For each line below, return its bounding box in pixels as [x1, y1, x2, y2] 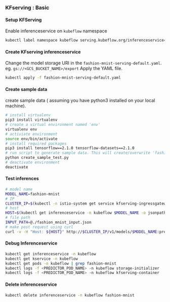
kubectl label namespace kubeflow [5, 38, 78, 43]
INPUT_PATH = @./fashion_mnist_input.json [5, 220, 92, 225]
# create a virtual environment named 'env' [5, 122, 101, 127]
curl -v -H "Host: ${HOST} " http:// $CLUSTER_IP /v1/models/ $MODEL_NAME [5, 229, 157, 234]
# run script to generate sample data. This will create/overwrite [5, 150, 151, 156]
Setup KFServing [5, 17, 42, 23]
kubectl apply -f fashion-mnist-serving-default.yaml [5, 75, 121, 80]
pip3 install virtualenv [5, 117, 58, 123]
